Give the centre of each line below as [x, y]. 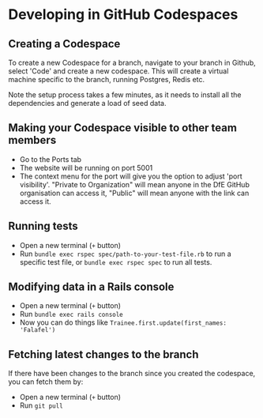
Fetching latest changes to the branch [103, 354]
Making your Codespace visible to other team [122, 128]
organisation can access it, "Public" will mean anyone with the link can [134, 193]
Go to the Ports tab [50, 159]
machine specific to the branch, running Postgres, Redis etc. [107, 79]
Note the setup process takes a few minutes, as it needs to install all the [125, 95]
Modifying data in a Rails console [91, 287]
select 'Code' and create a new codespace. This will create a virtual [118, 71]
